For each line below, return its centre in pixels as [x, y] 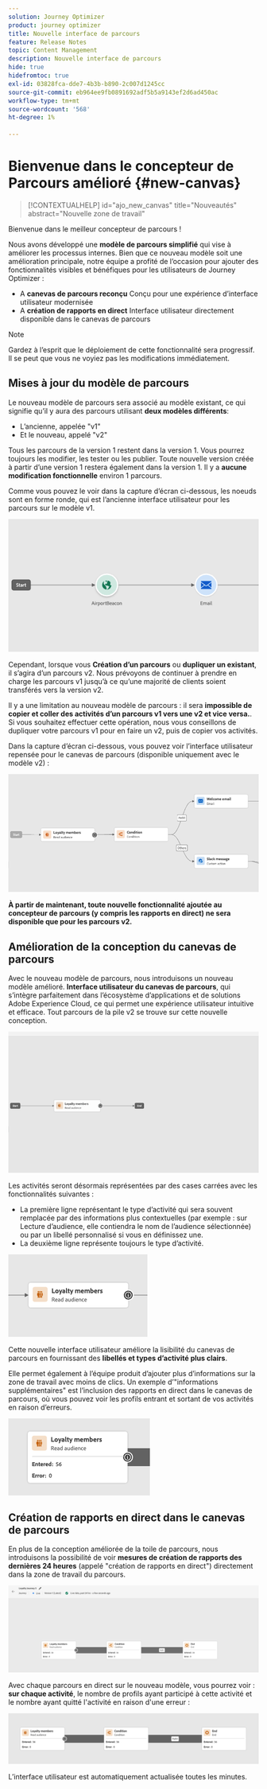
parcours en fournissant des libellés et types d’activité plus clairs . [118, 1358]
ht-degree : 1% [32, 118]
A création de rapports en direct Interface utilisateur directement [127, 310]
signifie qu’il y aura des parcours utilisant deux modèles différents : [118, 410]
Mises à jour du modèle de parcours [99, 383]
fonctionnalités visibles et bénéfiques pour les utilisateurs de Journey [122, 270]
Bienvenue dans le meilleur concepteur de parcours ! [95, 229]
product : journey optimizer [55, 25]
